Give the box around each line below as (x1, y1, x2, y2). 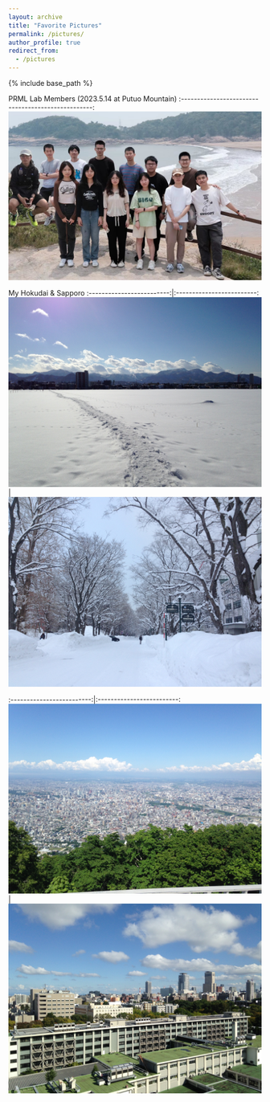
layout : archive (8, 13, 63, 21)
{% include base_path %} (8, 79, 93, 88)
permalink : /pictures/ (8, 30, 84, 38)
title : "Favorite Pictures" (8, 21, 103, 30)
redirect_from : (8, 47, 59, 55)
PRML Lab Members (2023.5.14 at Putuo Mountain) (8, 94, 178, 104)
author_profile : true (8, 39, 81, 47)
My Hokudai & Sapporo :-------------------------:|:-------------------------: (8, 288, 260, 297)
